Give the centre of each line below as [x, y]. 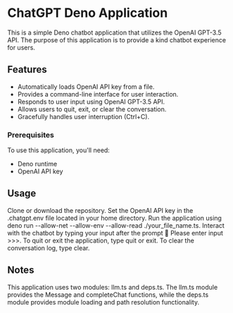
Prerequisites [31, 135]
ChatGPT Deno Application [88, 13]
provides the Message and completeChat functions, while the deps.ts [108, 295]
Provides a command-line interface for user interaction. [98, 94]
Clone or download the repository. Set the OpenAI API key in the [100, 210]
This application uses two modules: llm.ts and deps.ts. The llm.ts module [113, 287]
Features [27, 69]
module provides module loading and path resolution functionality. [103, 302]
